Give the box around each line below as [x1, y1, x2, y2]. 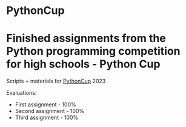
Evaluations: [6, 89, 37, 97]
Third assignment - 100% [15, 114, 79, 122]
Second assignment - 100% [15, 108, 85, 115]
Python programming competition [6, 44, 181, 58]
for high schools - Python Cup [6, 57, 161, 71]
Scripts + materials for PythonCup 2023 [6, 77, 106, 85]
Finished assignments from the [6, 32, 167, 46]
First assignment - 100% [15, 101, 77, 108]
